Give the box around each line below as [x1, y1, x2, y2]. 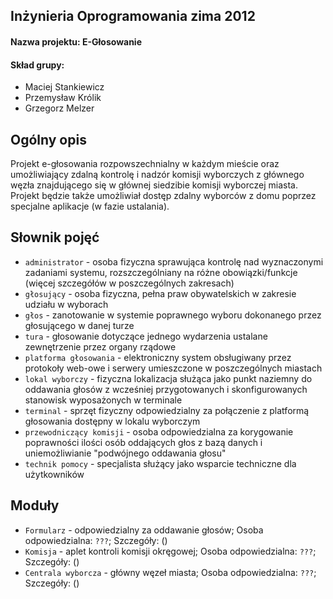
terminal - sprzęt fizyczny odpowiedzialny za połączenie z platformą [24, 404, 310, 416]
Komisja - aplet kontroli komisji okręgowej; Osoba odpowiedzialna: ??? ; [24, 545, 317, 557]
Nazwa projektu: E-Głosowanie [10, 35, 143, 48]
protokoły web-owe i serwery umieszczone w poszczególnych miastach [24, 362, 323, 374]
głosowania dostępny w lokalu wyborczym [24, 415, 201, 427]
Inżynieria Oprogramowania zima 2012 [10, 8, 256, 25]
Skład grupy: [10, 59, 65, 71]
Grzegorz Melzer [24, 102, 95, 114]
